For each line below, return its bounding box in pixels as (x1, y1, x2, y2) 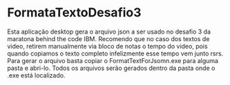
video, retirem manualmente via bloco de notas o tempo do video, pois (7, 42, 209, 50)
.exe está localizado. (7, 71, 66, 80)
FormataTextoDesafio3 (7, 5, 142, 21)
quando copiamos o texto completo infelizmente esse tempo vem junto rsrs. (7, 49, 224, 58)
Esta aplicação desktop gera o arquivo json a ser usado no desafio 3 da (7, 27, 211, 36)
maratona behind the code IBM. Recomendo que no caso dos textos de (7, 34, 210, 42)
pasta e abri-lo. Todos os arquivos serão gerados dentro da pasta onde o (7, 64, 215, 72)
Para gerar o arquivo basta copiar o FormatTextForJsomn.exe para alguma (7, 56, 219, 64)
